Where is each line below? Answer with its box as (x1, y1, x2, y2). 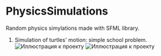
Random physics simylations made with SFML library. (5, 24, 140, 32)
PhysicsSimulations (5, 4, 109, 18)
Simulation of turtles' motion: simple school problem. (14, 36, 148, 43)
